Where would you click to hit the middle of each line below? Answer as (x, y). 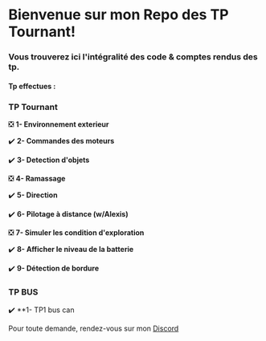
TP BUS (23, 292)
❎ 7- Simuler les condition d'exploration (76, 233)
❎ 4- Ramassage (37, 179)
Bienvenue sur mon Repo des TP (119, 15)
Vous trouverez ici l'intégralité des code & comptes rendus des (133, 57)
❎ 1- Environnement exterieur (59, 124)
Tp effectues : (32, 86)
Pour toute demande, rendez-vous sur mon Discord (94, 329)
